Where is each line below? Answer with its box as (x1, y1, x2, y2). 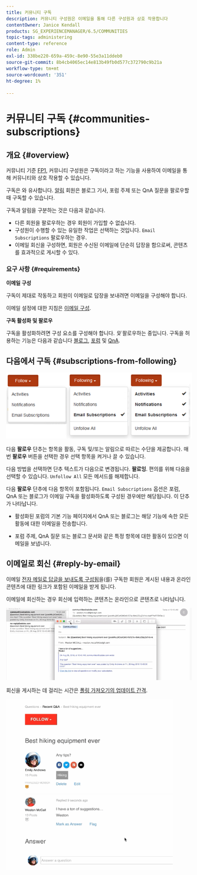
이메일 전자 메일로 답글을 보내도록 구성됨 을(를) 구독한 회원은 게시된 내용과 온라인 (6, 576, 191, 583)
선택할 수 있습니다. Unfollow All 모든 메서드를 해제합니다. (6, 472, 140, 479)
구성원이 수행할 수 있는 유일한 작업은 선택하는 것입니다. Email (14, 227, 156, 234)
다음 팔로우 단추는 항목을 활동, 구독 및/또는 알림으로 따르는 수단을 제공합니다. (6, 445, 183, 452)
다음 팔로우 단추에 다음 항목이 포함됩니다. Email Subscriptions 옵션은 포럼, (6, 485, 180, 492)
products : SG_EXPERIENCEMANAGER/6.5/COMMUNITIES (6, 28, 128, 34)
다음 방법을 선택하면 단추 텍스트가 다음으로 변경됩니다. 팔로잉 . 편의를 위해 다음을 (6, 465, 191, 472)
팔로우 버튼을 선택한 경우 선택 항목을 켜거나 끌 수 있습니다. (12, 452, 146, 460)
